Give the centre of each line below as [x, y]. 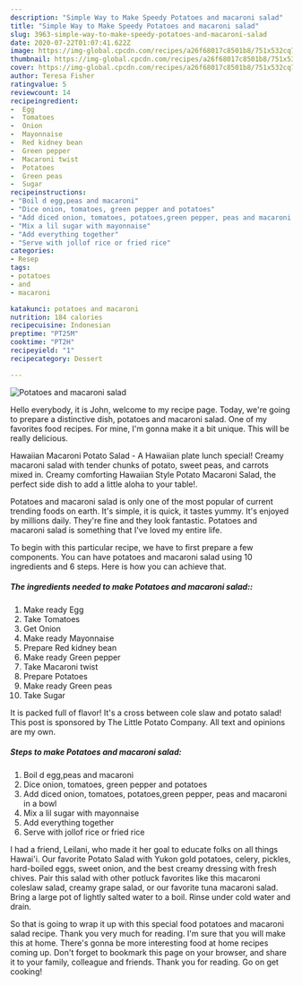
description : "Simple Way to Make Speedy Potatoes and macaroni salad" [147, 17]
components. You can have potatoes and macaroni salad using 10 [131, 557]
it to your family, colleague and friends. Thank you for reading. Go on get [144, 962]
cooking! [26, 971]
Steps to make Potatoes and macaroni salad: [96, 752]
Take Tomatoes [51, 618]
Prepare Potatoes [55, 676]
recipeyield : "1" [43, 350]
